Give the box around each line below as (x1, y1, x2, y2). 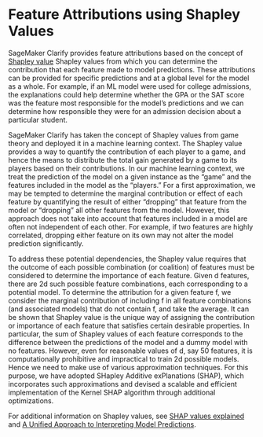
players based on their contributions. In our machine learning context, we (8, 163, 246, 173)
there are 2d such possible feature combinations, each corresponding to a (8, 279, 249, 288)
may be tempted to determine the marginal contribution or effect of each (8, 189, 243, 198)
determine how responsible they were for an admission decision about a (8, 106, 242, 116)
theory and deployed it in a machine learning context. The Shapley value (8, 138, 243, 148)
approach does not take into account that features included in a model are (8, 214, 248, 223)
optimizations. (8, 395, 54, 406)
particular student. (8, 115, 68, 124)
